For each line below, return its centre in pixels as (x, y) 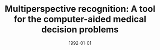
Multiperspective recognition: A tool (80, 9)
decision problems (80, 30)
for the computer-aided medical (80, 19)
